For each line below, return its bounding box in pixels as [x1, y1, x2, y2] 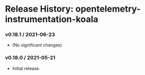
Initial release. [12, 65, 41, 71]
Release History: [5, 3, 74, 15]
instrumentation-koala [5, 14, 99, 25]
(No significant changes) [12, 42, 62, 48]
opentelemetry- [75, 3, 141, 15]
